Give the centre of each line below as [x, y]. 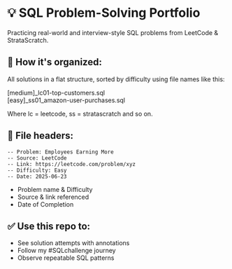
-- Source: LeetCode [37, 158]
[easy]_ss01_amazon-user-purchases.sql [66, 100]
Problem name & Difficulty [55, 189]
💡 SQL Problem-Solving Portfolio [104, 13]
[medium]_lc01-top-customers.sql [56, 92]
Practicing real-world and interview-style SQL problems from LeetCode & [113, 32]
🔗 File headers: [40, 136]
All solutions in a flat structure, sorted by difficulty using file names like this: [116, 79]
